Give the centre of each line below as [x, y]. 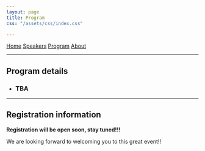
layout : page [23, 12]
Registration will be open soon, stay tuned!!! [63, 130]
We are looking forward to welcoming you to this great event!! [84, 141]
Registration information [54, 115]
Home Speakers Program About [46, 46]
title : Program [26, 18]
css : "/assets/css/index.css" [45, 23]
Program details [37, 71]
